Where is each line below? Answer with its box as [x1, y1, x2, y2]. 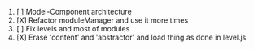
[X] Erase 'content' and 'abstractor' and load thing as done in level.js [15, 32, 247, 42]
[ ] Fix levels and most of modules [15, 24, 130, 33]
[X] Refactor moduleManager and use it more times [15, 15, 189, 25]
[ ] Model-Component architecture [15, 7, 132, 16]
